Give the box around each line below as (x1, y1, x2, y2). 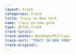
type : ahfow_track (5, 25, 42, 30)
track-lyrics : (5, 29, 34, 34)
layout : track (5, 7, 34, 12)
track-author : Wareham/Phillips (5, 34, 70, 39)
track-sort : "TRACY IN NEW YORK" (5, 38, 72, 43)
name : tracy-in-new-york (5, 20, 55, 25)
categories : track (5, 11, 42, 16)
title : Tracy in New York (5, 16, 57, 21)
